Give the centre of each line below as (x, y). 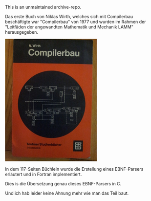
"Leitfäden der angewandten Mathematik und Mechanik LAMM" (69, 27)
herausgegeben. (22, 32)
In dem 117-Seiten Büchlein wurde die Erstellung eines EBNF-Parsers (74, 169)
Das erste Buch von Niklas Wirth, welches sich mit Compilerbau (69, 16)
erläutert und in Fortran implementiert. (43, 174)
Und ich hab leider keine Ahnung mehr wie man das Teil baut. (67, 193)
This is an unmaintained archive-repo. (43, 7)
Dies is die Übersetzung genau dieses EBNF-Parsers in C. (63, 184)
